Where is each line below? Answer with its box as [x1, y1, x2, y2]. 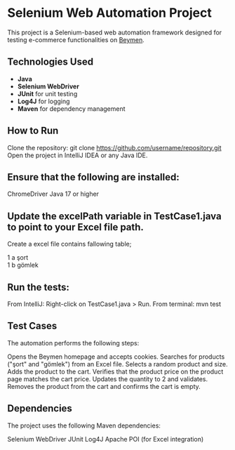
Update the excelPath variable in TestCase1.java [7, 210, 222, 222]
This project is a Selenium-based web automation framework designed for [7, 28, 222, 37]
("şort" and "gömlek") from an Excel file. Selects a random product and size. [7, 359, 228, 368]
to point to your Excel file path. [7, 221, 144, 233]
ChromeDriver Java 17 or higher [7, 190, 100, 198]
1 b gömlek [7, 261, 39, 270]
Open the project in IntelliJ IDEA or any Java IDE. [7, 151, 148, 159]
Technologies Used [7, 56, 93, 68]
